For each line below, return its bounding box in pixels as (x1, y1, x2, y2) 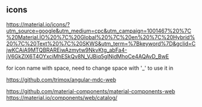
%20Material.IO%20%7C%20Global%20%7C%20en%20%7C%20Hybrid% (6, 33, 195, 41)
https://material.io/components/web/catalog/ (6, 94, 118, 101)
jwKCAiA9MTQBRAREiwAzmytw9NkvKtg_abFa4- (6, 46, 127, 53)
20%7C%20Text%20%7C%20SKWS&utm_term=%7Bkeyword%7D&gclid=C (6, 40, 196, 47)
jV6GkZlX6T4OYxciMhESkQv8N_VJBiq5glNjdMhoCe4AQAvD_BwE (6, 52, 170, 60)
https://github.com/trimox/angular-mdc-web (6, 76, 116, 83)
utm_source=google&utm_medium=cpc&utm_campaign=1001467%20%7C (6, 27, 191, 34)
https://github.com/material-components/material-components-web (6, 87, 176, 95)
